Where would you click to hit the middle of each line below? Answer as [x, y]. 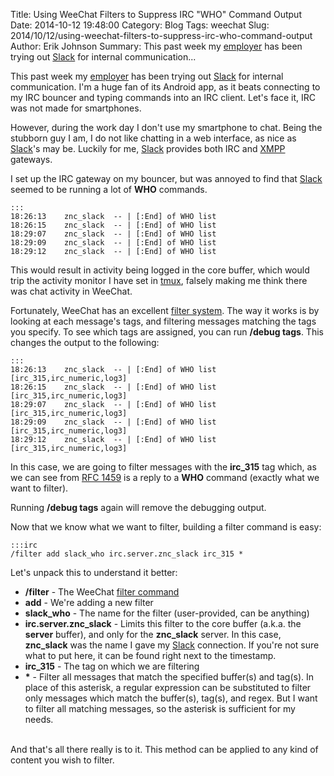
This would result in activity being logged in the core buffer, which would [160, 270]
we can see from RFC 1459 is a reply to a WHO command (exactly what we [165, 477]
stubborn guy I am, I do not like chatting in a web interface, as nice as [153, 138]
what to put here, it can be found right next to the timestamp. [150, 655]
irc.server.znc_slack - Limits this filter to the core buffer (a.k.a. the [163, 623]
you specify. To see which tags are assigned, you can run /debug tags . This [167, 332]
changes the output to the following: [85, 342]
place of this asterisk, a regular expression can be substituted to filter [168, 687]
